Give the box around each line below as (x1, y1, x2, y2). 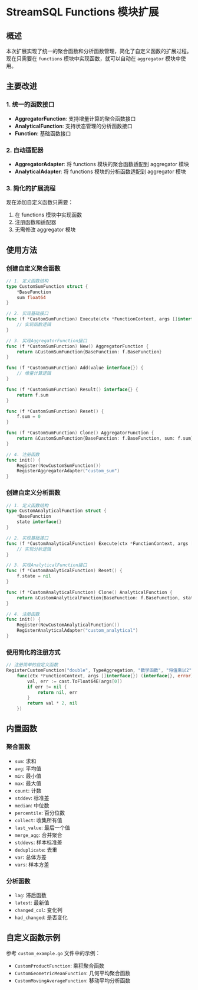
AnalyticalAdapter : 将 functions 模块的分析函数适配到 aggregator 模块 (14, 168, 187, 175)
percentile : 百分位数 (14, 809, 65, 816)
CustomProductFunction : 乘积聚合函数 (14, 962, 105, 969)
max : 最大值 (14, 780, 42, 787)
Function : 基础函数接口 (14, 129, 71, 137)
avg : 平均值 (14, 765, 42, 772)
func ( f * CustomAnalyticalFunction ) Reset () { (6, 568, 123, 574)
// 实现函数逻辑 (16, 322, 51, 328)
